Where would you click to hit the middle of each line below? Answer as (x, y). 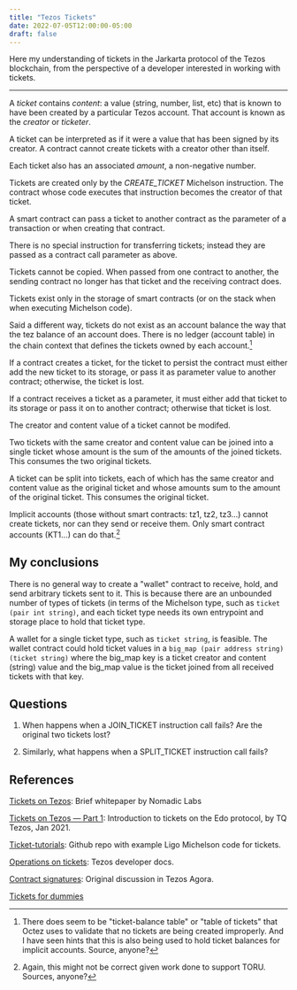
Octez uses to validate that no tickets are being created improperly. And (153, 932)
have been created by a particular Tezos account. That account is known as (147, 112)
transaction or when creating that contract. (87, 228)
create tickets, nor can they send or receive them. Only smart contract (137, 524)
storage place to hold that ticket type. (77, 622)
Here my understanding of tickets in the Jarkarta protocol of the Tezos (137, 59)
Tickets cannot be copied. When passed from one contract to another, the (144, 272)
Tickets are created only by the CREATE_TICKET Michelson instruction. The (147, 183)
